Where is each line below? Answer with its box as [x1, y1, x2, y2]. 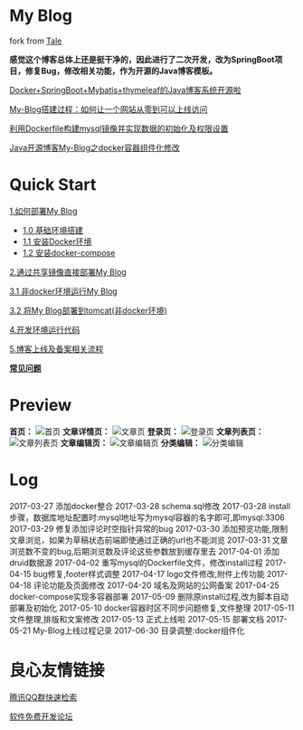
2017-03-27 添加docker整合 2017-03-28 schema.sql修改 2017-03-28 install [9, 500, 291, 511]
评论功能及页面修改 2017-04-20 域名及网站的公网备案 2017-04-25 [33, 580, 280, 591]
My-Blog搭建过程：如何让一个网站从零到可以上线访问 [9, 103, 208, 114]
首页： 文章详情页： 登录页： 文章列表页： [9, 426, 264, 437]
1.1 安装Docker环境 [22, 236, 92, 247]
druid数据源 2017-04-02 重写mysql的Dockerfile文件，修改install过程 [9, 557, 264, 568]
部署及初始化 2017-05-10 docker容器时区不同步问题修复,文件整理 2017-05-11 [9, 602, 295, 613]
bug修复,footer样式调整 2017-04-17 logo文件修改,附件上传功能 [33, 568, 265, 579]
